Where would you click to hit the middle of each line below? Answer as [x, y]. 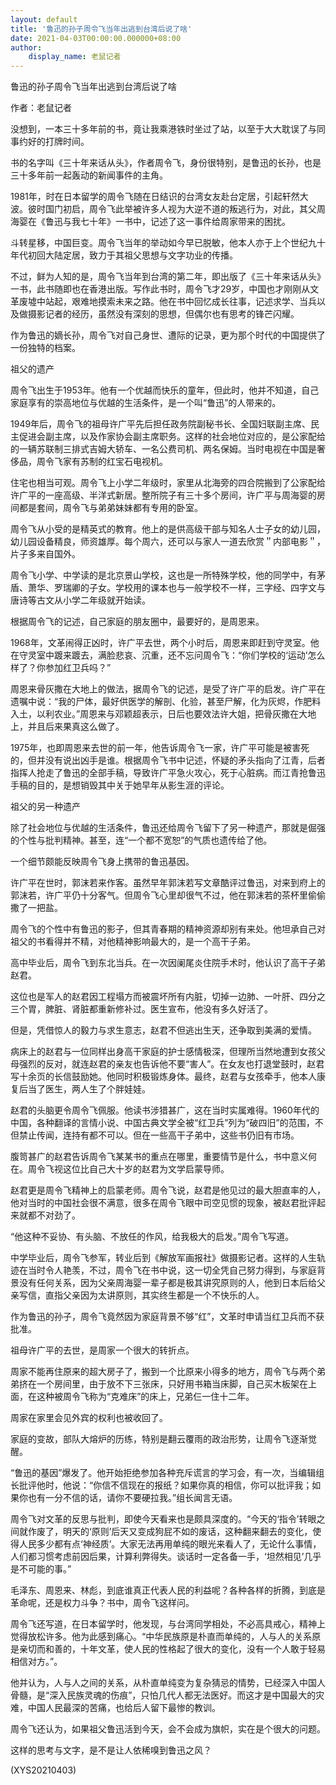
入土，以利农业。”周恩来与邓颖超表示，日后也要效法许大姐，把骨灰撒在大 [159, 714]
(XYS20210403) [43, 1770]
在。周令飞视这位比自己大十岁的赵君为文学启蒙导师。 [120, 1169]
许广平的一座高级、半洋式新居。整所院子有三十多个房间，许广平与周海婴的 [163, 495]
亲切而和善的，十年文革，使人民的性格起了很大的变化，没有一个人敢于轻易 [172, 1649]
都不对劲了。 [54, 1215]
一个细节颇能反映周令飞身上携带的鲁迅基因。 [102, 862]
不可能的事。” [45, 1569]
